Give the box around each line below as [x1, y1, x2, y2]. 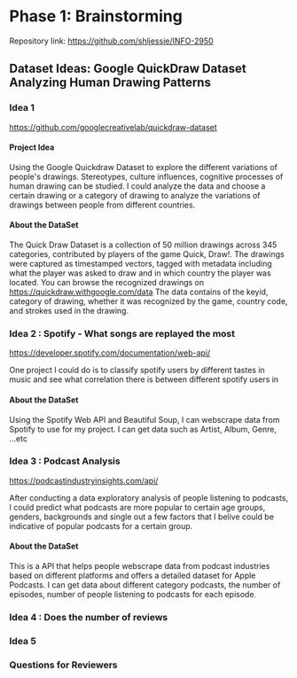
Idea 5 [9, 635, 37, 647]
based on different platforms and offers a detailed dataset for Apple [9, 570, 256, 581]
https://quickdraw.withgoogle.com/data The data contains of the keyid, [9, 286, 269, 298]
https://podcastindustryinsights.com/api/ [9, 475, 159, 486]
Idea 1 [9, 102, 35, 114]
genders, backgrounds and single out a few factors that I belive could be [9, 511, 275, 522]
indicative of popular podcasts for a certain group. [9, 520, 193, 531]
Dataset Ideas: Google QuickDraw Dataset [9, 61, 246, 76]
